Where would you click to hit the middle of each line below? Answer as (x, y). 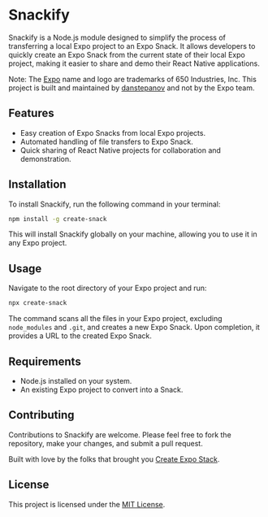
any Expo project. (38, 243)
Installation (37, 185)
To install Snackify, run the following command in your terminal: (115, 204)
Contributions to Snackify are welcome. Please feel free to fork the (120, 434)
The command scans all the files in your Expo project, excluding (115, 319)
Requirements (45, 361)
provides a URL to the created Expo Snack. (80, 336)
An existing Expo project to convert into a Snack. (102, 389)
